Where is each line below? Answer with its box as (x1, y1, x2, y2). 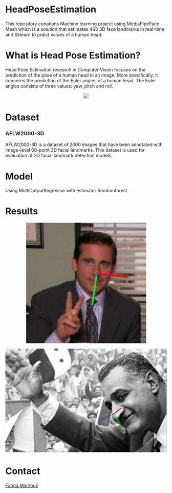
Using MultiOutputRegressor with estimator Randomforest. (5, 188, 129, 194)
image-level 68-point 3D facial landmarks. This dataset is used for (5, 147, 145, 153)
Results (5, 206, 38, 217)
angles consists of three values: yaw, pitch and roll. (5, 83, 114, 89)
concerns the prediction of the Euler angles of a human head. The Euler (5, 77, 156, 83)
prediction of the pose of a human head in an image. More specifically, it (5, 72, 158, 78)
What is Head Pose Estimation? (5, 50, 141, 61)
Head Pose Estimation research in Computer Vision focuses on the (5, 66, 146, 72)
